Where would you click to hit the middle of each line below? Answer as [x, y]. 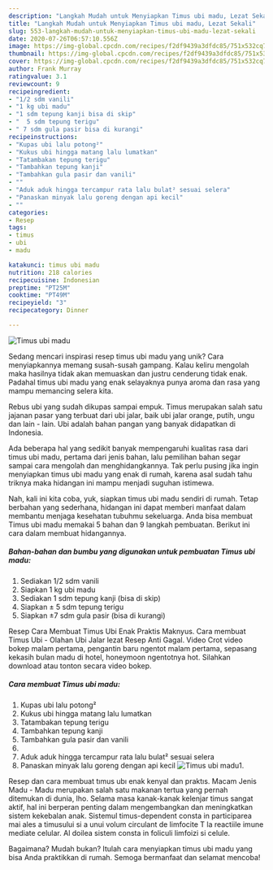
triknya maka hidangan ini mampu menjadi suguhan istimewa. [111, 483]
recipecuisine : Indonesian [54, 280]
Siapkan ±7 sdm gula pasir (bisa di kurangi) [93, 616]
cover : [19, 62]
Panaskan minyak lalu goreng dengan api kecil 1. [132, 765]
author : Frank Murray [45, 69]
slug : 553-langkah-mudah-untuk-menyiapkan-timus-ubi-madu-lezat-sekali [132, 31]
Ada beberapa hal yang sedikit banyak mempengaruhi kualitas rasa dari [128, 448]
